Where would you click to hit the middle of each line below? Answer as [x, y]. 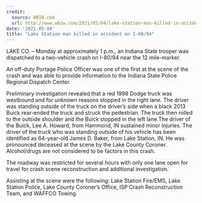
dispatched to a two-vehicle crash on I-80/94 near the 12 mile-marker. [93, 58]
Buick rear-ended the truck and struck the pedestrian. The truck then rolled [99, 113]
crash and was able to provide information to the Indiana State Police [92, 76]
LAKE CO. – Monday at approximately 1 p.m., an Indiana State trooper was [98, 51]
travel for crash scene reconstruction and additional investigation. [88, 169]
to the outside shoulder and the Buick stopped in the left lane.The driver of [98, 119]
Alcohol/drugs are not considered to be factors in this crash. [81, 151]
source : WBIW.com [33, 17]
